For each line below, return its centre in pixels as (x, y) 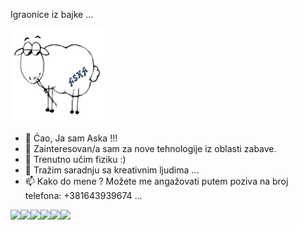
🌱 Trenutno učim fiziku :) (75, 159)
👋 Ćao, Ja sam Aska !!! (71, 138)
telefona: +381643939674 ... (83, 195)
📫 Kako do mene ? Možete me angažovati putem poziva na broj (156, 181)
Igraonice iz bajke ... (52, 14)
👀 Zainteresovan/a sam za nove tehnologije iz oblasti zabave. (150, 148)
